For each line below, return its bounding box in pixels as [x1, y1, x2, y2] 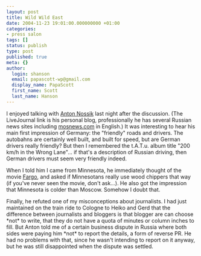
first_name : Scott [11, 88, 59, 94]
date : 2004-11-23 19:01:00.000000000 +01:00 [6, 20, 120, 26]
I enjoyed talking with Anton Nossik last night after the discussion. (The [6, 110, 183, 117]
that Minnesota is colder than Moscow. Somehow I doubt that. [6, 186, 161, 193]
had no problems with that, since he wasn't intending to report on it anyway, [6, 236, 196, 243]
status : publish [6, 43, 47, 49]
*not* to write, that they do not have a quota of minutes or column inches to [6, 217, 194, 224]
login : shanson [11, 71, 50, 77]
